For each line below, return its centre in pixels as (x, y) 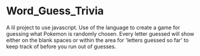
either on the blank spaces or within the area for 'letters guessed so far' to (98, 40)
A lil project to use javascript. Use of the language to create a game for (93, 27)
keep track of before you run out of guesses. (61, 46)
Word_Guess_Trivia (55, 11)
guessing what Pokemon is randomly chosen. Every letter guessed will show (100, 33)
